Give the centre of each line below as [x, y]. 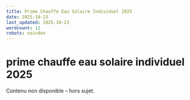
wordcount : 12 [23, 28]
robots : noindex [26, 33]
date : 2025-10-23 [27, 17]
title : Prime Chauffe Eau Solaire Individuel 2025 [69, 11]
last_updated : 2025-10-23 [38, 22]
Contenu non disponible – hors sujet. [50, 91]
